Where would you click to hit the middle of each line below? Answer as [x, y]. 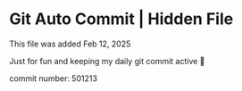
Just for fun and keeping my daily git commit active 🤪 [107, 61]
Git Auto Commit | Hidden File [121, 19]
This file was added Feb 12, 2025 [70, 44]
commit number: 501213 [54, 78]
